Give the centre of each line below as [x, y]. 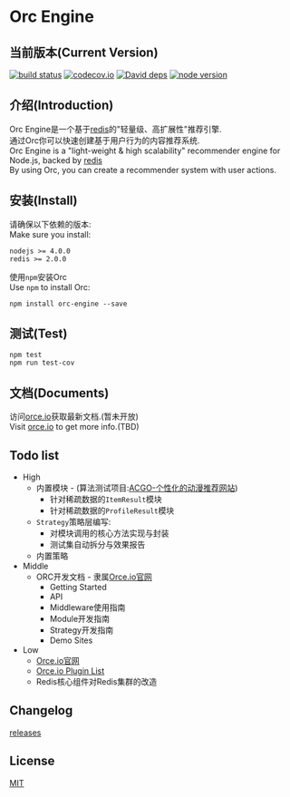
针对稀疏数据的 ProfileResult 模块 [112, 510]
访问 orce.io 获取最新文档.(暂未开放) [74, 417]
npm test [26, 355]
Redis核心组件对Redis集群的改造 [97, 682]
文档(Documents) [59, 393]
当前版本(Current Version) [84, 52]
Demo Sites [71, 640]
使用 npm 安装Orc [39, 277]
